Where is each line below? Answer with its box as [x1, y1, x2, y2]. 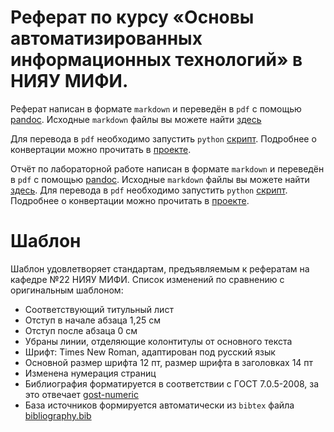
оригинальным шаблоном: [10, 284, 124, 296]
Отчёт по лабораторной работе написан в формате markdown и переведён [10, 162, 325, 175]
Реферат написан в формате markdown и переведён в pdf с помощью [10, 102, 302, 115]
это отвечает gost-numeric [24, 388, 139, 400]
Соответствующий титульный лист [24, 303, 174, 315]
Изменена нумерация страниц [24, 367, 157, 379]
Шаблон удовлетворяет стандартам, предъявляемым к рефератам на [10, 262, 310, 275]
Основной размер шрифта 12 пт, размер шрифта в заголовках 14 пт [24, 356, 314, 368]
